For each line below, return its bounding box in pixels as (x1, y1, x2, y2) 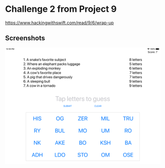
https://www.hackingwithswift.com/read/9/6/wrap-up (5, 20, 114, 26)
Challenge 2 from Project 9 (5, 3, 117, 15)
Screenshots (5, 34, 45, 42)
